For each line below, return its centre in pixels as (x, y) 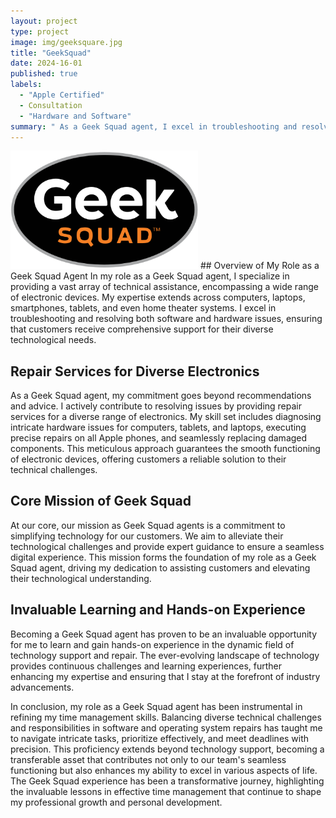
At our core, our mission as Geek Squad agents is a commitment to (148, 525)
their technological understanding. (81, 578)
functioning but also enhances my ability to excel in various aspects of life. (164, 770)
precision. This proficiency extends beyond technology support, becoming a (167, 749)
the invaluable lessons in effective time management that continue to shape (166, 791)
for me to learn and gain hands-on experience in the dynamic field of (152, 644)
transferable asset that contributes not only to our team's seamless (148, 759)
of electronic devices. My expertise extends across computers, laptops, (158, 297)
